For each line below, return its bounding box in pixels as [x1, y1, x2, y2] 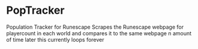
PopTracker [6, 4, 65, 17]
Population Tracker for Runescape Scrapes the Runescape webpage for [6, 23, 184, 30]
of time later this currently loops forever [6, 36, 104, 43]
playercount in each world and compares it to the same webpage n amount [6, 29, 192, 36]
